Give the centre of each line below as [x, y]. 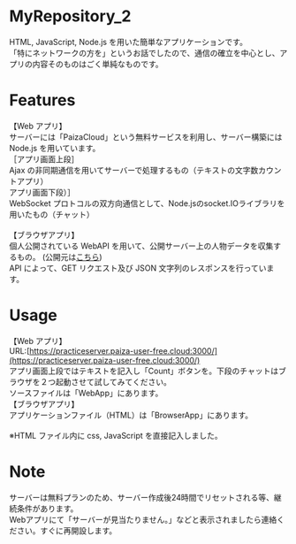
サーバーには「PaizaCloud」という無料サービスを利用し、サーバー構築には [146, 137]
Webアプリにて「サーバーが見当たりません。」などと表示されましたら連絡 [143, 519]
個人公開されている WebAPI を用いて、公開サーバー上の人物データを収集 [141, 246]
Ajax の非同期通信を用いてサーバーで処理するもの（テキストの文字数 [134, 170]
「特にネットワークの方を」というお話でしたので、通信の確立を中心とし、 [144, 53]
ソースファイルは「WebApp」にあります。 [86, 393]
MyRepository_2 [70, 16]
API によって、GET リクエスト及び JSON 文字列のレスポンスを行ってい [138, 268]
